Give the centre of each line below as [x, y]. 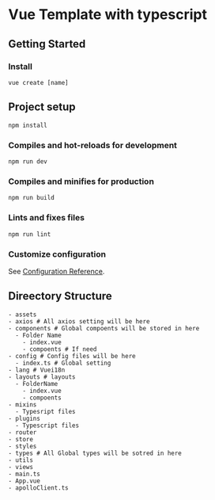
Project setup [42, 107]
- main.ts [25, 474]
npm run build [32, 198]
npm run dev [28, 161]
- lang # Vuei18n [37, 370]
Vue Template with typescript [108, 15]
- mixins [23, 405]
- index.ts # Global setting [63, 363]
